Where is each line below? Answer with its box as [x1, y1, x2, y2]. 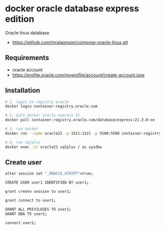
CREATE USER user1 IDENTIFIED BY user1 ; [5, 180, 89, 185]
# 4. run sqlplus [5, 140, 41, 145]
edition [5, 13, 34, 25]
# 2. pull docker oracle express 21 [5, 113, 80, 118]
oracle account [12, 67, 43, 73]
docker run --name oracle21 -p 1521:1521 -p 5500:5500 [5, 131, 120, 136]
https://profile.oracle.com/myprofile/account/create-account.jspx [12, 72, 145, 78]
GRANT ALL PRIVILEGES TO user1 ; [5, 207, 71, 212]
